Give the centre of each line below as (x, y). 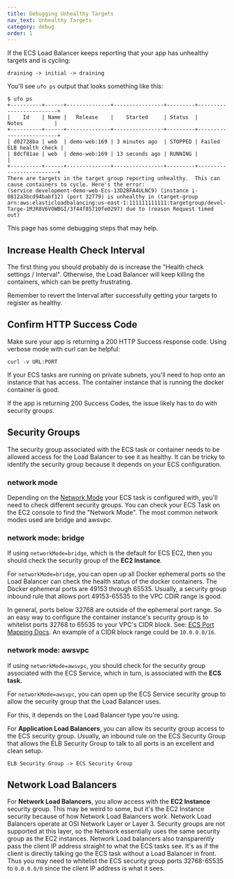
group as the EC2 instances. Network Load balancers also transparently (111, 838)
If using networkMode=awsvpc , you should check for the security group (107, 665)
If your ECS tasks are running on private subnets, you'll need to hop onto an (116, 375)
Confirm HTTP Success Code (72, 325)
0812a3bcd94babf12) (36, 197)
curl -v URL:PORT (32, 362)
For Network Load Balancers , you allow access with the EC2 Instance (109, 801)
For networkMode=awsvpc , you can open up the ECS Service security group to (117, 694)
